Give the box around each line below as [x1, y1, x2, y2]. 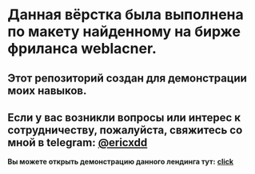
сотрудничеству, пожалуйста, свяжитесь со [7, 123, 243, 136]
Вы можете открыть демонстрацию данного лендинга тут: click [7, 157, 233, 167]
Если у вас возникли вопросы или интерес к [7, 110, 241, 125]
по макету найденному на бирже [7, 22, 241, 41]
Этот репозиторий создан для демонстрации [7, 71, 247, 85]
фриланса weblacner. [7, 40, 157, 57]
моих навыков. [7, 84, 87, 97]
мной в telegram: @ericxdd [7, 136, 148, 149]
